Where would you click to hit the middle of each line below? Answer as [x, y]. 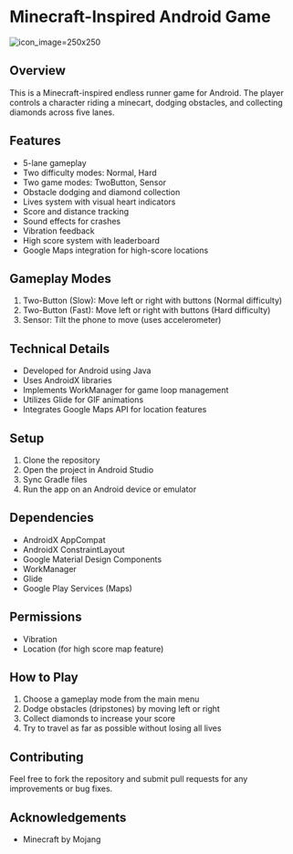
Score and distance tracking [76, 211]
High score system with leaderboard [91, 240]
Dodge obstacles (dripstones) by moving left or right [121, 709]
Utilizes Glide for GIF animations [83, 400]
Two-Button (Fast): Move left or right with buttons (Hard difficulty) [146, 310]
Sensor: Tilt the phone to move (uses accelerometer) [122, 320]
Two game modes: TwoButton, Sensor [94, 182]
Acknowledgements [68, 817]
